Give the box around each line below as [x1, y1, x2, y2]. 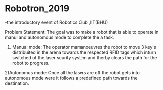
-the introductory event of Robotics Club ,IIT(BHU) [5, 19, 108, 25]
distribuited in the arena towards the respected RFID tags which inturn [12, 49, 156, 55]
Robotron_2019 [5, 3, 70, 14]
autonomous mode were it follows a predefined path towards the [5, 75, 138, 81]
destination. [5, 80, 29, 86]
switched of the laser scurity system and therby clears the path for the [12, 54, 157, 60]
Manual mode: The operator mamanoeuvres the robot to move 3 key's [12, 44, 156, 50]
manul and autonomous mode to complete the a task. [5, 34, 114, 40]
